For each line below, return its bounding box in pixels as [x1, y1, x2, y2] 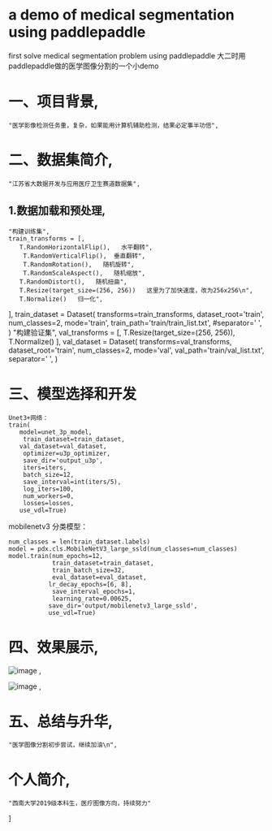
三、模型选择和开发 [8, 384, 137, 403]
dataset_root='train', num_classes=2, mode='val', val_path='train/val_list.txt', [8, 345, 265, 355]
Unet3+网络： [8, 413, 49, 422]
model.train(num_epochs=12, [8, 552, 104, 560]
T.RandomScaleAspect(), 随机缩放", [23, 269, 146, 277]
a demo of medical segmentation [8, 6, 235, 24]
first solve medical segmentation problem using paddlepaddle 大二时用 [8, 50, 246, 60]
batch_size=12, [23, 470, 75, 478]
